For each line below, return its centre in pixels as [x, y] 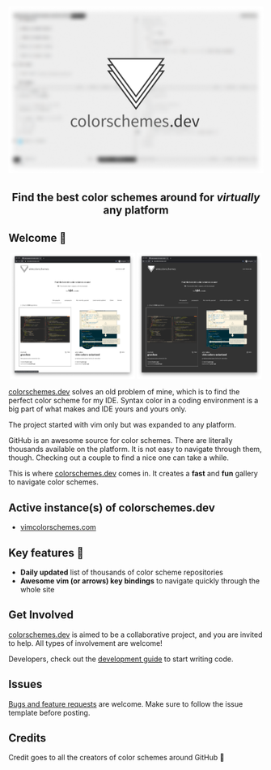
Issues [25, 684]
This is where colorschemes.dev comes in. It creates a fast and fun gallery [133, 474]
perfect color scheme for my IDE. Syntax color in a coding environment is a [133, 401]
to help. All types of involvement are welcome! [86, 643]
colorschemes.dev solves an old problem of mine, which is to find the [124, 392]
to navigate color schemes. [54, 482]
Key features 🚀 [46, 553]
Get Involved [41, 615]
